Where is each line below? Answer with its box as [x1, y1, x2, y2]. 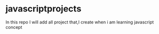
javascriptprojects [5, 3, 82, 14]
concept [5, 24, 23, 30]
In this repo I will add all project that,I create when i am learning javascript [5, 19, 154, 25]
